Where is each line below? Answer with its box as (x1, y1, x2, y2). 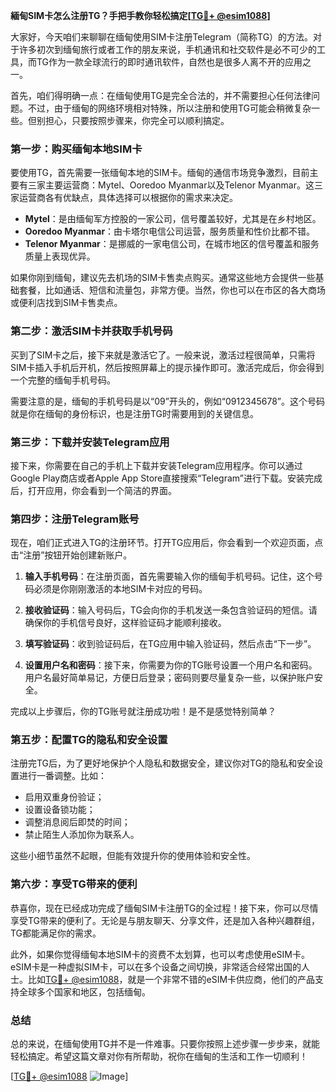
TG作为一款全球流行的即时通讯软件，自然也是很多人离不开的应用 (36, 56, 303, 68)
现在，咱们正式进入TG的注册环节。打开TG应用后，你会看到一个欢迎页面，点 (10, 537, 324, 549)
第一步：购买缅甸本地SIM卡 (10, 142, 143, 156)
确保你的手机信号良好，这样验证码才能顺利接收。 (24, 617, 227, 629)
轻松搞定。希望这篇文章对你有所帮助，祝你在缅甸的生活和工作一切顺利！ (10, 1050, 308, 1063)
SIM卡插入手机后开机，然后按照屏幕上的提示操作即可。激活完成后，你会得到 (10, 361, 325, 373)
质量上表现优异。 (24, 250, 96, 263)
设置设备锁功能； (24, 804, 96, 816)
